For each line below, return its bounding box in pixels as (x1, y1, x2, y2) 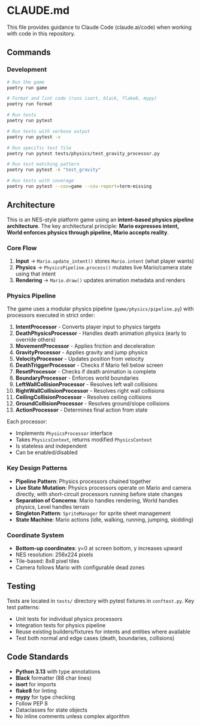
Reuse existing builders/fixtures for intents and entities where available (15, 628, 190, 635)
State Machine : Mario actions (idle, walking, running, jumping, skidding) (15, 515, 194, 523)
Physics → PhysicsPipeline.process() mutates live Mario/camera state (15, 263, 192, 271)
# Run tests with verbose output (7, 128, 90, 134)
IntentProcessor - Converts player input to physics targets (15, 323, 161, 331)
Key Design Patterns (7, 464, 68, 472)
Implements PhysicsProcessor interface (15, 429, 113, 437)
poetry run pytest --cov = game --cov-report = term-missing (7, 183, 152, 189)
